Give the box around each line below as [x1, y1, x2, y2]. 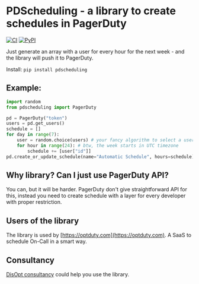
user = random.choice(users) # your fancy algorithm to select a [17, 137, 182, 143]
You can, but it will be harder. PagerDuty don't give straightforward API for [6, 186, 188, 193]
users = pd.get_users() [6, 121, 65, 127]
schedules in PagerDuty [6, 17, 127, 30]
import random [6, 99, 41, 105]
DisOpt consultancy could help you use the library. [6, 270, 130, 277]
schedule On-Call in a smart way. [6, 238, 87, 245]
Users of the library [6, 216, 79, 226]
